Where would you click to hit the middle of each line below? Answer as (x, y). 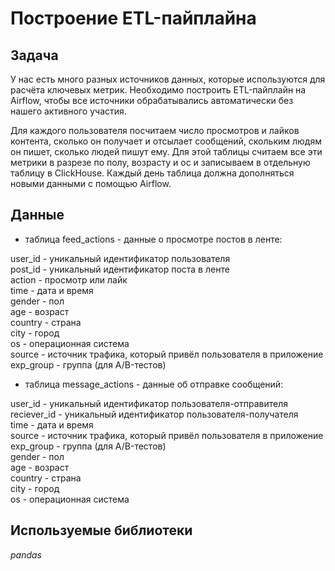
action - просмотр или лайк (69, 279)
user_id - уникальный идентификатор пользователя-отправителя (149, 403)
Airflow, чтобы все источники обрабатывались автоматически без (152, 100)
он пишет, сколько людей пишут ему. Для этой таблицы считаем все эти (166, 151)
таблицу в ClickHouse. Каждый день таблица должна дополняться (152, 173)
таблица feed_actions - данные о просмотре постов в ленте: (153, 239)
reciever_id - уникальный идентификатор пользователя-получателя (154, 414)
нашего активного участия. (68, 111)
